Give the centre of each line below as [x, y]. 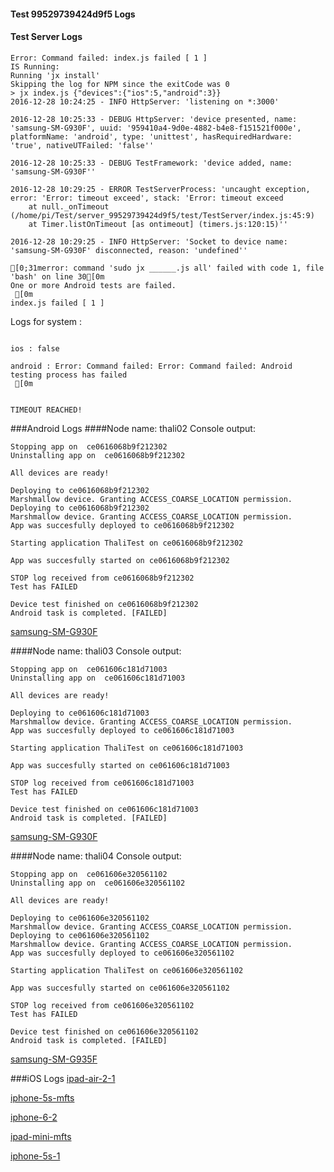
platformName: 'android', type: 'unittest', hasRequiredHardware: [151, 136]
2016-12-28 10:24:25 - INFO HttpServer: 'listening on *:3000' [145, 101]
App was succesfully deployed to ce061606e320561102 [122, 953]
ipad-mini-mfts [41, 1136]
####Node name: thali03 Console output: [96, 651]
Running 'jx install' [55, 75]
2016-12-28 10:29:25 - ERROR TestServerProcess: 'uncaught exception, [160, 189]
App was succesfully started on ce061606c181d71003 [120, 765]
